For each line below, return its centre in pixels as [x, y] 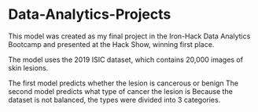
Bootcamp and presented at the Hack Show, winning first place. [111, 44]
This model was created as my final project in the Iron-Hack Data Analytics [129, 36]
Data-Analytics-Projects [90, 14]
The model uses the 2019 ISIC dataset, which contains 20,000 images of [126, 60]
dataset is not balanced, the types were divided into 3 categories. [114, 99]
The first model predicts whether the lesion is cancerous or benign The [123, 83]
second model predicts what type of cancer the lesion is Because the [121, 91]
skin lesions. [28, 67]
